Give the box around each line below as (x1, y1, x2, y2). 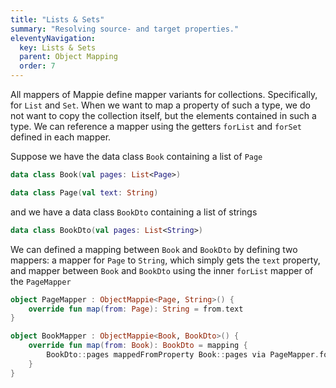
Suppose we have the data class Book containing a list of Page (10, 151, 263, 162)
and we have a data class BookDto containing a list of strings (10, 206, 258, 218)
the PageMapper (10, 275, 72, 287)
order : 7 (19, 61, 56, 71)
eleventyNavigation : (10, 33, 97, 43)
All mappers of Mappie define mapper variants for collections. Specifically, (10, 89, 318, 100)
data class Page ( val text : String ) (10, 187, 159, 198)
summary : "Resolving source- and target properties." (10, 24, 240, 34)
